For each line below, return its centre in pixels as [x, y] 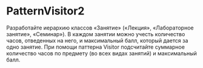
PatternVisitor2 [45, 11]
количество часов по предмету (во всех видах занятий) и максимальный [101, 53]
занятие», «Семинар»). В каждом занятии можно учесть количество [96, 34]
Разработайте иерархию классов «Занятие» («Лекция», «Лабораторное [100, 28]
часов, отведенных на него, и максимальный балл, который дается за [97, 40]
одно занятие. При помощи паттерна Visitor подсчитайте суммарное [95, 47]
